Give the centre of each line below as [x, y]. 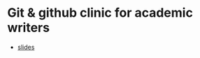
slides [26, 47]
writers [29, 28]
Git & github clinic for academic [100, 13]
